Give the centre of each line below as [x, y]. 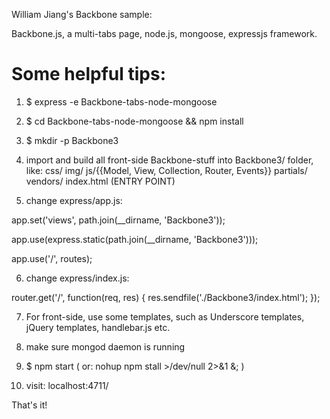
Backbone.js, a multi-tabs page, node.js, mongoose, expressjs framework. [164, 33]
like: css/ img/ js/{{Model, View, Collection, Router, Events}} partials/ [166, 170]
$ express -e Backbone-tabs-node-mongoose [121, 101]
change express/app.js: [74, 200]
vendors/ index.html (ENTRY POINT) [100, 181]
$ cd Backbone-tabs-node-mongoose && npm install [134, 121]
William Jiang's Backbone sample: [82, 14]
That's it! [29, 405]
